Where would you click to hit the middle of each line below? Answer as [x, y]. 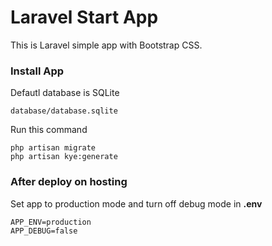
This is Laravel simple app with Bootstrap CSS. [106, 45]
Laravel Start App [84, 17]
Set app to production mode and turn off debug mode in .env [136, 203]
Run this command [49, 130]
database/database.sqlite [64, 111]
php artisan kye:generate [64, 157]
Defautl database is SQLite [65, 93]
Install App [37, 71]
